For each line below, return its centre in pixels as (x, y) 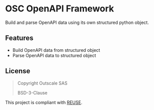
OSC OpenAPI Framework (59, 9)
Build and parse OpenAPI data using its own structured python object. (77, 22)
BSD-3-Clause (32, 93)
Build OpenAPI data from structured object (56, 50)
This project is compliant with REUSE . (44, 102)
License (18, 71)
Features (19, 38)
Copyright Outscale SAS (42, 83)
